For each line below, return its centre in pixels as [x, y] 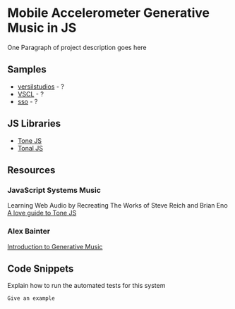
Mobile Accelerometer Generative [109, 13]
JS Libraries [34, 124]
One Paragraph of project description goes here [77, 47]
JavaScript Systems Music [54, 190]
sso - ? [28, 101]
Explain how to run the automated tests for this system [86, 286]
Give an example [31, 298]
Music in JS [42, 28]
